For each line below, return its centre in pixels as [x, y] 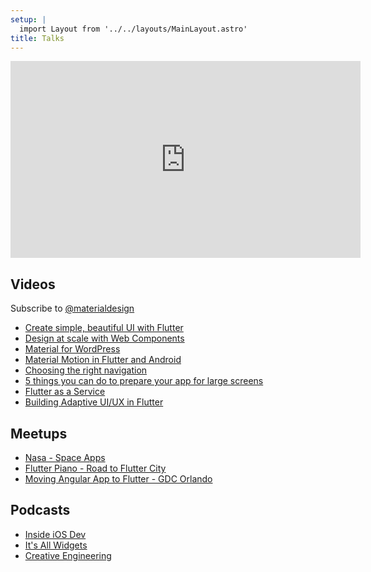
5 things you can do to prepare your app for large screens [144, 381]
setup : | [28, 19]
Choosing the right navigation [86, 370]
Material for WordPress [72, 349]
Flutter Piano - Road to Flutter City [95, 468]
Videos [33, 284]
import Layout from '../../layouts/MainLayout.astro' [133, 29]
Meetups [39, 433]
